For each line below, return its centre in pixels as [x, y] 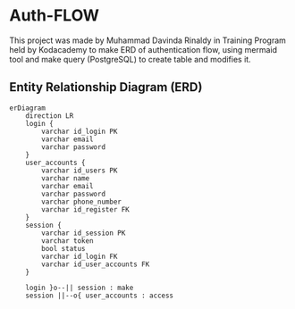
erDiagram [28, 108]
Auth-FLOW [55, 16]
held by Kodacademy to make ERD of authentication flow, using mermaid [143, 49]
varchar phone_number [82, 202]
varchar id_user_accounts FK [96, 264]
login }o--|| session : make [80, 288]
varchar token [67, 241]
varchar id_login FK [80, 256]
